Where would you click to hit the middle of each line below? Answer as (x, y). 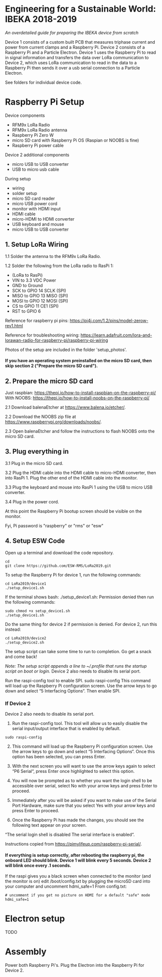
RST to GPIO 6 (26, 311)
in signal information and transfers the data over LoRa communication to (77, 57)
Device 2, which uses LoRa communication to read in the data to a (71, 63)
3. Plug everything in (37, 452)
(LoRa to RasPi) (27, 275)
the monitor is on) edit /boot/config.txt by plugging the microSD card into (78, 881)
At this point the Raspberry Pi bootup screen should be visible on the (74, 511)
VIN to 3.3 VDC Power (34, 280)
